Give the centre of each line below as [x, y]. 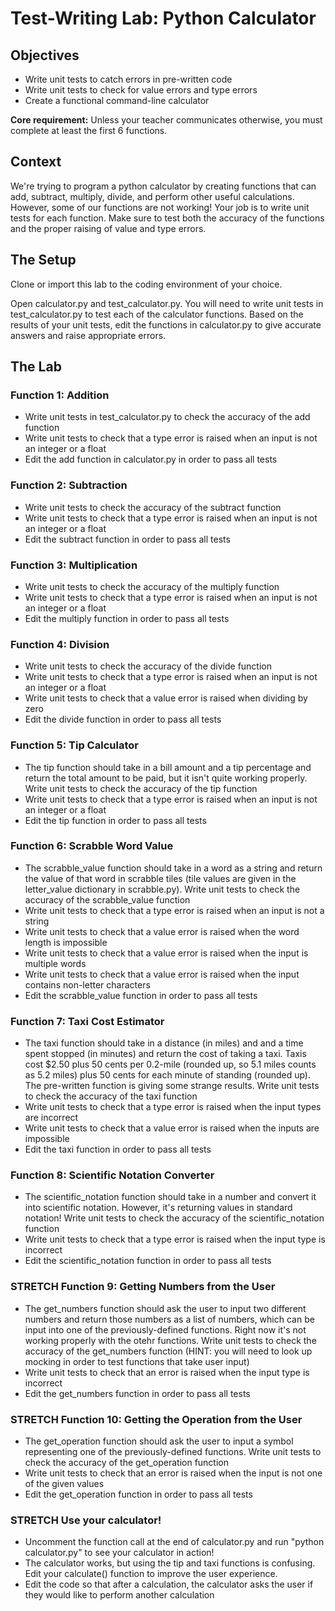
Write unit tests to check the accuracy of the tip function [141, 788]
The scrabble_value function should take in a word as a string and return [173, 868]
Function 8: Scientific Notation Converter [112, 1175]
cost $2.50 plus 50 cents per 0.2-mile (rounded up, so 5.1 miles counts [170, 1064]
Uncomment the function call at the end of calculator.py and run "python [174, 1542]
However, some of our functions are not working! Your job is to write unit [160, 207]
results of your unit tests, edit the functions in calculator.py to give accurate [166, 324]
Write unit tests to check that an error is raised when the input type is [167, 1372]
